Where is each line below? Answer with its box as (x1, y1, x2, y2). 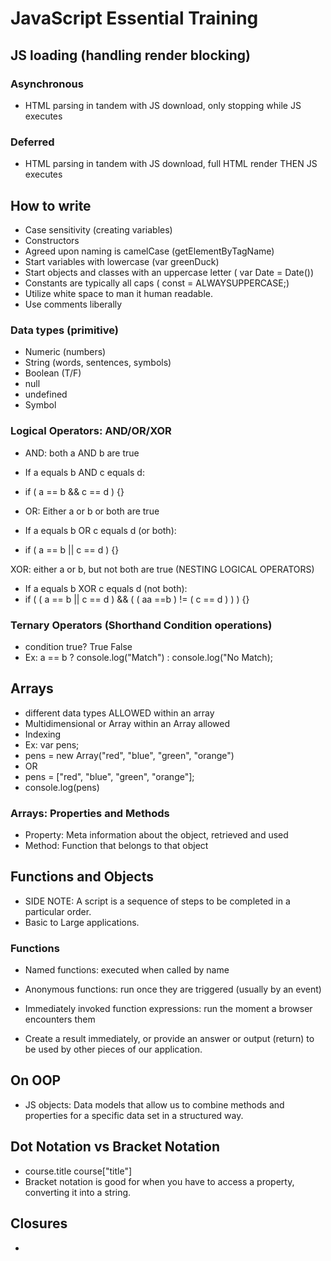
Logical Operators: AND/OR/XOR (10, 424, 172, 438)
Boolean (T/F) (24, 367, 82, 379)
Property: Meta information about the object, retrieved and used (24, 828, 289, 841)
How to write (10, 197, 92, 214)
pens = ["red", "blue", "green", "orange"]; (24, 770, 195, 782)
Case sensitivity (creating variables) (24, 223, 173, 236)
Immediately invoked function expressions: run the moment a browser (24, 1003, 313, 1015)
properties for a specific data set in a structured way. (24, 1109, 244, 1121)
